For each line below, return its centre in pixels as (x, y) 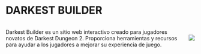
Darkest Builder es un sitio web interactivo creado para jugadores (86, 32)
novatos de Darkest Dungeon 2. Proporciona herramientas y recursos (91, 38)
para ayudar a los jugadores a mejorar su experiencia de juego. (84, 45)
